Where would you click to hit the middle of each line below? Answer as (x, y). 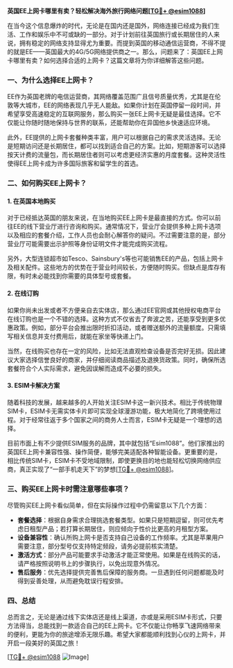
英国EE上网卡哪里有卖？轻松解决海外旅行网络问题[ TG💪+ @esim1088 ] (106, 11)
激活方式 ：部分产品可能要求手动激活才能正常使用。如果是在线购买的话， (120, 555)
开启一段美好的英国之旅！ (44, 643)
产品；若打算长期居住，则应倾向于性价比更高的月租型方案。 (127, 529)
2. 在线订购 (23, 293)
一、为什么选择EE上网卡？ (51, 80)
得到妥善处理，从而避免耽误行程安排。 (72, 581)
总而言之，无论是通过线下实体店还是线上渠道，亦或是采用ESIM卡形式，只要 (115, 617)
